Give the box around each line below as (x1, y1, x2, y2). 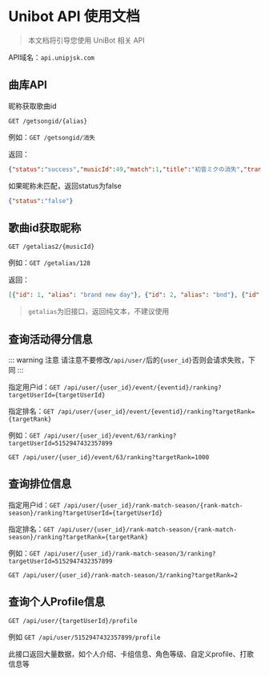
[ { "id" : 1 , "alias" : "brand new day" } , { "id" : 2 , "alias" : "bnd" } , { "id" (8, 291, 260, 299)
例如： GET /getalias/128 (8, 258, 90, 267)
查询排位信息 (8, 477, 72, 491)
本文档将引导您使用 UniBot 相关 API (27, 35, 146, 45)
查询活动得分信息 (8, 332, 93, 346)
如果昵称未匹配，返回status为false (8, 181, 122, 190)
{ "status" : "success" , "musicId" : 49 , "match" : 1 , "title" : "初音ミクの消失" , (8, 165, 244, 173)
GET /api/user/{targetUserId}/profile (8, 617, 138, 625)
